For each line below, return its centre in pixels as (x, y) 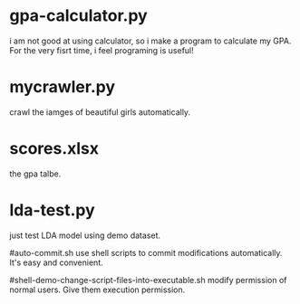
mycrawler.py (63, 87)
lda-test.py (52, 210)
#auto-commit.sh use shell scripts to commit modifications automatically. (146, 252)
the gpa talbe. (35, 174)
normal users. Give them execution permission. (97, 290)
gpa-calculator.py (78, 16)
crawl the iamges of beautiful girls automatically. (100, 112)
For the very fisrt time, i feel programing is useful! (102, 50)
